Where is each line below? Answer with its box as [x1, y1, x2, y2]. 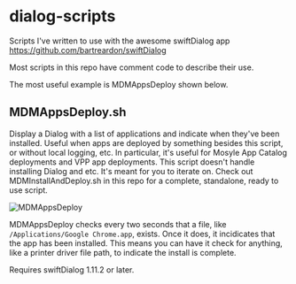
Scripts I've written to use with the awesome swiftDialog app [9, 35, 230, 46]
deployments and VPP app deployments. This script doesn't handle [9, 157, 255, 167]
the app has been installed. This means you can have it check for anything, [9, 237, 284, 249]
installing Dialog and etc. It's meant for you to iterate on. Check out [9, 165, 253, 176]
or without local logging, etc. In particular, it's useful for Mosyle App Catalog [9, 147, 288, 157]
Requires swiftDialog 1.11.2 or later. [9, 264, 135, 275]
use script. [9, 184, 49, 196]
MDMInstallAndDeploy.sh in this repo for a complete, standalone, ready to [9, 175, 279, 186]
